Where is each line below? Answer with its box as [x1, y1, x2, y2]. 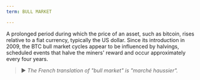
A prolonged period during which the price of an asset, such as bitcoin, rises [6, 30, 195, 37]
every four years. [6, 55, 49, 62]
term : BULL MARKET [6, 8, 52, 15]
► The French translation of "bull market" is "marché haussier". [20, 66, 178, 74]
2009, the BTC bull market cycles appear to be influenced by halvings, [6, 43, 179, 50]
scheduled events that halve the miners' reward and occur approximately [6, 49, 186, 56]
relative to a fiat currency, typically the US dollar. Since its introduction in [6, 36, 185, 43]
